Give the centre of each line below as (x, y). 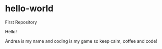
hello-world (29, 9)
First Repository (21, 22)
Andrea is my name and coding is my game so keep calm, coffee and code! (81, 41)
